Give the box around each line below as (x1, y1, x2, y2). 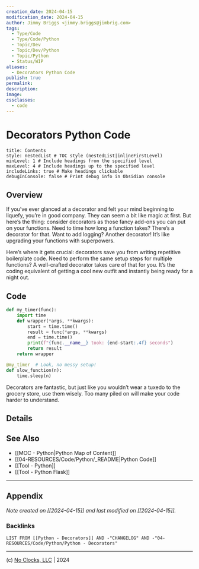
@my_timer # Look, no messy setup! (6, 362, 97, 368)
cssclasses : (6, 97, 36, 103)
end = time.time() (27, 334, 73, 340)
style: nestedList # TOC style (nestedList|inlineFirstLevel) (6, 153, 163, 159)
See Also (6, 434, 40, 444)
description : (6, 86, 38, 92)
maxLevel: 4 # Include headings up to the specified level (6, 163, 155, 169)
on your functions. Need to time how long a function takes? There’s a (6, 225, 175, 232)
